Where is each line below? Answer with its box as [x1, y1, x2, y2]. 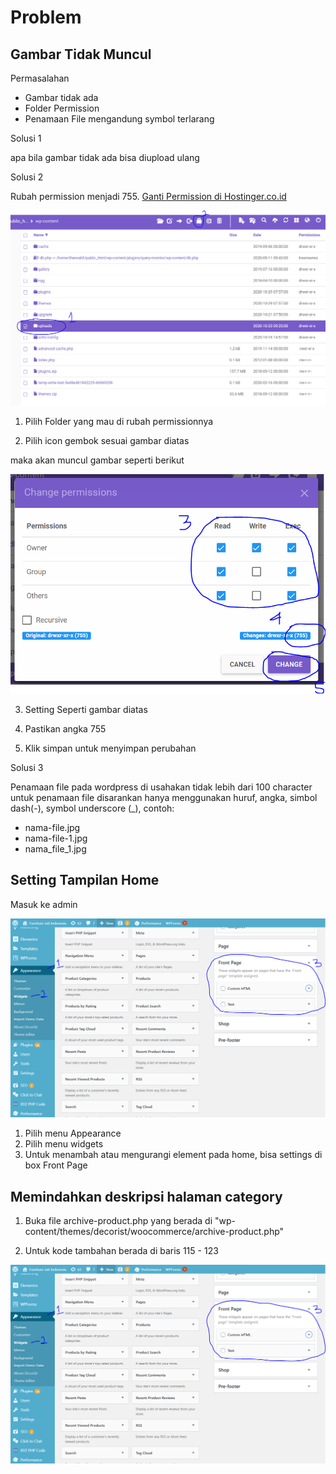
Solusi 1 [10, 132, 42, 144]
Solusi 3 [10, 761, 44, 773]
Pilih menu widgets [24, 1138, 104, 1150]
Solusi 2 [10, 171, 44, 183]
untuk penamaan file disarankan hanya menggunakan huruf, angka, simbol [10, 791, 318, 803]
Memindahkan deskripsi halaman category [10, 1188, 283, 1205]
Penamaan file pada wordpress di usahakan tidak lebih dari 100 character [10, 781, 313, 793]
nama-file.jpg [24, 821, 81, 833]
